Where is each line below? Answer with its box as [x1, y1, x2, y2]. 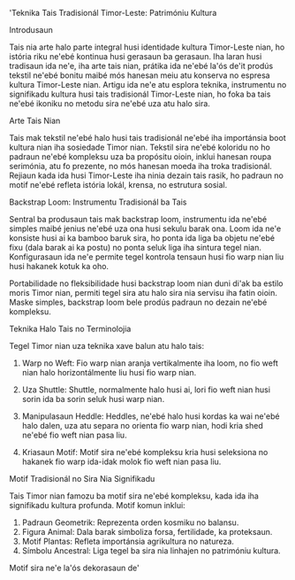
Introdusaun [9, 25, 53, 35]
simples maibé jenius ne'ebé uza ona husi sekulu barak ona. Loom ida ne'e [9, 223, 282, 234]
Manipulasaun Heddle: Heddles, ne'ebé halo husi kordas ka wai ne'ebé [21, 411, 280, 421]
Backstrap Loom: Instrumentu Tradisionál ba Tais [9, 197, 187, 207]
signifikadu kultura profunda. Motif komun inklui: [9, 500, 185, 510]
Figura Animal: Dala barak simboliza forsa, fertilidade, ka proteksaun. [21, 527, 273, 537]
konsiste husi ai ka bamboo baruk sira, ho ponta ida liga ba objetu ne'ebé [9, 233, 276, 243]
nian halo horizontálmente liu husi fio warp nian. [21, 367, 197, 377]
